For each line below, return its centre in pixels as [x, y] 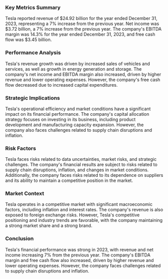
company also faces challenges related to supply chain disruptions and [79, 130]
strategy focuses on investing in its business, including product [70, 119]
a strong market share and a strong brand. [49, 226]
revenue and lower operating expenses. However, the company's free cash [83, 80]
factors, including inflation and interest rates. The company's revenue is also [84, 210]
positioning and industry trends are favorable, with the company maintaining [84, 220]
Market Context [25, 193]
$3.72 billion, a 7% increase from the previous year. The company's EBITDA [83, 29]
